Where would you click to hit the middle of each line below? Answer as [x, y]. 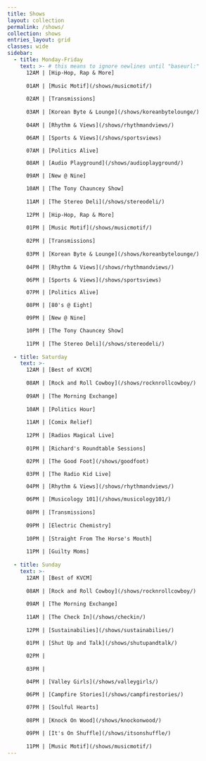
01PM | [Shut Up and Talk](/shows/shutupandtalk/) [102, 643]
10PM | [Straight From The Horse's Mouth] [89, 539]
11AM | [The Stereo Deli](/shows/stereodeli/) [95, 201]
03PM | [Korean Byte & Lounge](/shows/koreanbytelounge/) [112, 254]
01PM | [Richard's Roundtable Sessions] [86, 448]
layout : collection [36, 20]
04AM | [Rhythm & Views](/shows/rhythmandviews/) [100, 125]
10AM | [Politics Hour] [61, 409]
